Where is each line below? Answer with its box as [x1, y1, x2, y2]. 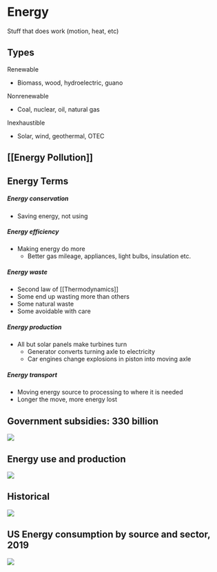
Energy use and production [7, 453, 126, 465]
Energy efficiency [7, 228, 59, 236]
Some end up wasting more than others [17, 293, 130, 301]
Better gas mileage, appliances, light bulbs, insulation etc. [27, 252, 192, 260]
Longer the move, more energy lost [17, 395, 117, 403]
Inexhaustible [7, 118, 45, 127]
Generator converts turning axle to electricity [27, 348, 156, 356]
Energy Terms [7, 175, 69, 187]
